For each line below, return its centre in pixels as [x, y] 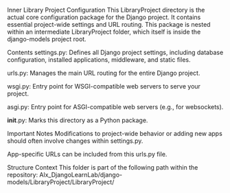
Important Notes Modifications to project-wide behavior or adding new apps [115, 134]
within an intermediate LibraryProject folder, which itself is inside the [104, 32]
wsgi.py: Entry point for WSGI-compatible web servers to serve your [104, 86]
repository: [23, 175]
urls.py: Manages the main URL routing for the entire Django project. [104, 73]
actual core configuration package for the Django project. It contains [104, 17]
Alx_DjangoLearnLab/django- [81, 175]
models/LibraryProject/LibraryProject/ [61, 182]
